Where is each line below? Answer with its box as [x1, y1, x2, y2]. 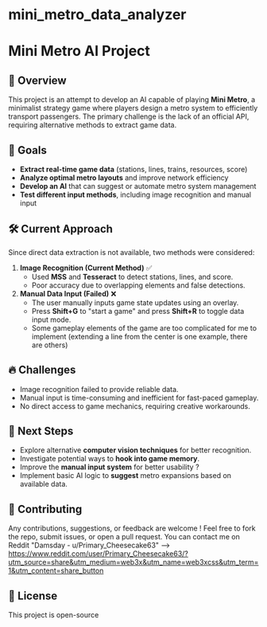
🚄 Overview [8, 73, 67, 87]
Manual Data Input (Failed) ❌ [19, 288, 117, 298]
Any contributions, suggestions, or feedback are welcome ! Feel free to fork [8, 523, 256, 533]
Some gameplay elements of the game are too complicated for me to [31, 323, 257, 332]
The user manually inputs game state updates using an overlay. [31, 297, 239, 308]
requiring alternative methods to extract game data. [8, 120, 177, 130]
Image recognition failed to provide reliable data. [19, 384, 179, 394]
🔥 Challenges [8, 363, 76, 377]
